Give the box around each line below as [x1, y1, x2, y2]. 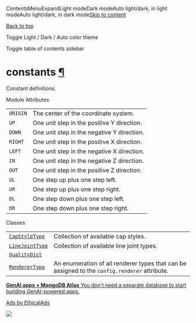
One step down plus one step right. [33, 204, 129, 212]
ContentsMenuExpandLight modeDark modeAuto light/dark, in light [6, 5, 167, 12]
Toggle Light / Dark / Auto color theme [6, 34, 99, 40]
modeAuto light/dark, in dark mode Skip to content [6, 11, 127, 18]
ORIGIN [9, 110, 27, 116]
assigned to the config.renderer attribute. [53, 266, 169, 275]
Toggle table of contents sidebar [6, 45, 85, 52]
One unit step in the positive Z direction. [33, 166, 142, 174]
